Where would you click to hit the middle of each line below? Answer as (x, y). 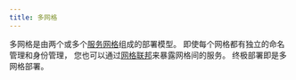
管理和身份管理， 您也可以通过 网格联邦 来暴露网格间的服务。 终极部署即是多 (148, 55)
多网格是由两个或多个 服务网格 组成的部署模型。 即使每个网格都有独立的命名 (147, 44)
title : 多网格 (33, 17)
